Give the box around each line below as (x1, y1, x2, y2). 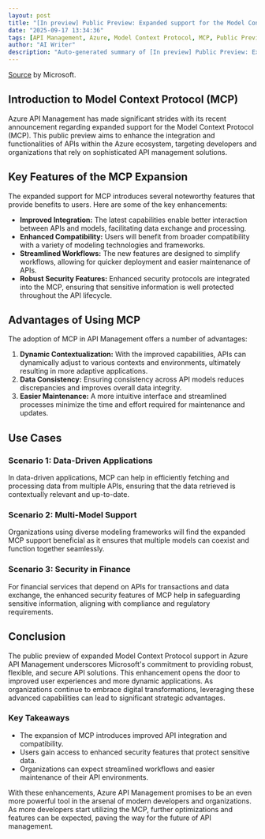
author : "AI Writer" (8, 41, 77, 49)
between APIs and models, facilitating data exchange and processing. (19, 223, 247, 233)
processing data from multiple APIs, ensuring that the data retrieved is (8, 481, 237, 491)
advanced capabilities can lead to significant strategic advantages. (8, 693, 226, 702)
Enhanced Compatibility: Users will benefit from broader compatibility (19, 231, 250, 241)
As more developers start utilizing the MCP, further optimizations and (8, 804, 233, 814)
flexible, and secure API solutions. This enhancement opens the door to (8, 668, 241, 677)
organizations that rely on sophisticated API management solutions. (8, 147, 227, 156)
